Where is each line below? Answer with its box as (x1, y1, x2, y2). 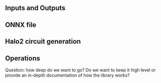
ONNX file (5, 21, 37, 29)
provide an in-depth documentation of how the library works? (5, 72, 130, 78)
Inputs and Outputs (5, 4, 65, 12)
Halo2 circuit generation (5, 37, 81, 46)
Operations (5, 54, 40, 62)
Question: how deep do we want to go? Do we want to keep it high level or (5, 67, 156, 73)
